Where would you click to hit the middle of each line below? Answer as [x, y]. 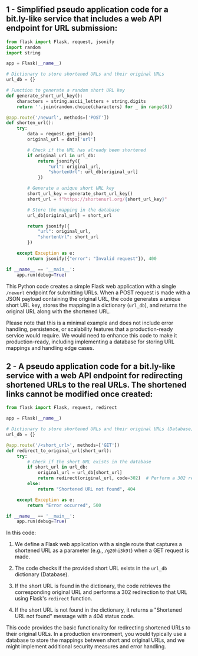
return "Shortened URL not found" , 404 [86, 489]
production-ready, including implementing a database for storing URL [90, 342]
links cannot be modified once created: [80, 394]
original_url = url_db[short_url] [80, 473]
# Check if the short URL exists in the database [89, 462]
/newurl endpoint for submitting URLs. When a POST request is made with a [98, 293]
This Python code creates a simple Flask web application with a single [91, 286]
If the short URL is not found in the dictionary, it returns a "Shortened [98, 610]
